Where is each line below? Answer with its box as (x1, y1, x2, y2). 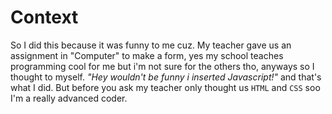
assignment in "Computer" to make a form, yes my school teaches (10, 49, 284, 61)
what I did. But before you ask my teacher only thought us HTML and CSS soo (10, 81, 321, 93)
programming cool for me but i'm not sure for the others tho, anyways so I (10, 60, 315, 72)
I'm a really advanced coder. (10, 92, 128, 104)
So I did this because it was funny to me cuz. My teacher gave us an (10, 39, 292, 51)
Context (10, 6, 79, 29)
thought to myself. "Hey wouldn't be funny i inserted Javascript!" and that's (10, 71, 322, 83)
